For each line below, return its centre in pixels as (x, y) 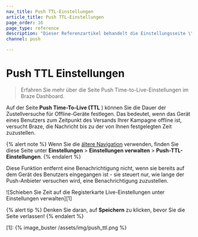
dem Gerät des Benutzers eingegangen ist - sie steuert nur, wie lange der (95, 174)
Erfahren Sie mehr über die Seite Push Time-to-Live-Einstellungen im (104, 90)
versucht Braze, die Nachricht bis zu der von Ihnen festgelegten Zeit (89, 126)
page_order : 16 (25, 22)
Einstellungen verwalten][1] (39, 198)
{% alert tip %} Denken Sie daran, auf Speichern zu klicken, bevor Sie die (96, 210)
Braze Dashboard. (42, 96)
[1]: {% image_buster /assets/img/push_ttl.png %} (67, 228)
